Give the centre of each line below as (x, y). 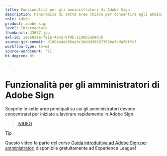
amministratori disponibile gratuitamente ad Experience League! (71, 148)
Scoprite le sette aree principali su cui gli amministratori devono (70, 109)
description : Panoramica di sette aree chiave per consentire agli (77, 14)
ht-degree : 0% (20, 56)
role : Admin (17, 19)
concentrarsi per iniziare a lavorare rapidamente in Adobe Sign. (70, 114)
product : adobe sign (27, 24)
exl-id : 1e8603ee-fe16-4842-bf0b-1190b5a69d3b (54, 38)
